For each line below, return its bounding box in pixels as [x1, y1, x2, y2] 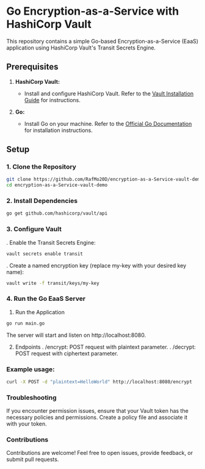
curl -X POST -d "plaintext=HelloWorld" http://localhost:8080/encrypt [6, 379, 192, 385]
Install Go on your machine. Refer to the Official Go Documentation [24, 120, 192, 127]
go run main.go [6, 320, 45, 327]
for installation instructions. [24, 127, 93, 134]
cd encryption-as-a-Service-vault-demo [6, 182, 108, 188]
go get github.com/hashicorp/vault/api [6, 210, 108, 216]
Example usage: [6, 365, 55, 374]
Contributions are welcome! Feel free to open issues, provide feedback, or [6, 449, 193, 457]
